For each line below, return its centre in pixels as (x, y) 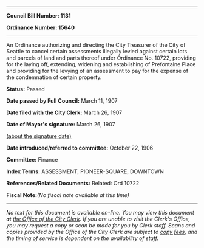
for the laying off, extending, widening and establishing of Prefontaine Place (101, 64)
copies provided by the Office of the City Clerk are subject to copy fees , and (102, 232)
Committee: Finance (32, 160)
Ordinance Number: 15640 (40, 27)
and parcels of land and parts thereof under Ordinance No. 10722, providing (101, 58)
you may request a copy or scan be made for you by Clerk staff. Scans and (101, 225)
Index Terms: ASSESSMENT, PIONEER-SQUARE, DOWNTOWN (85, 171)
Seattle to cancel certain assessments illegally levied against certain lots (97, 51)
